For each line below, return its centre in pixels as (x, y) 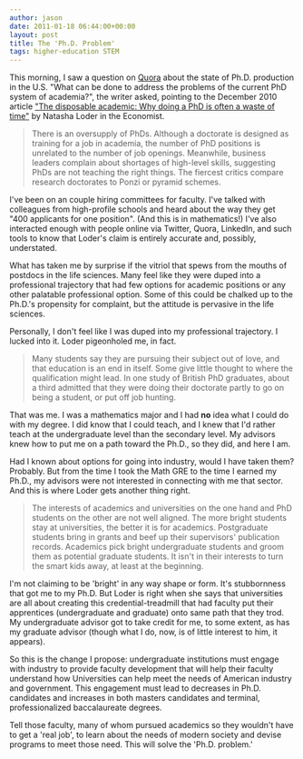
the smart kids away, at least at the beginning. (117, 566)
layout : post (34, 35)
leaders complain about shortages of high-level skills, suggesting (154, 163)
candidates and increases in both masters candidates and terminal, (135, 698)
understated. (33, 248)
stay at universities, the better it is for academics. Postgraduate (150, 527)
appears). (27, 642)
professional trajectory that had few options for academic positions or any (147, 285)
